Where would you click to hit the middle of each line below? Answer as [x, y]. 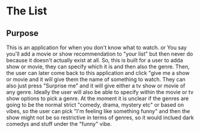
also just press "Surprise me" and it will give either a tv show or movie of [96, 86]
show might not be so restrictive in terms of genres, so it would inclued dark [100, 117]
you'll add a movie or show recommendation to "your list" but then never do [100, 54]
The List [27, 11]
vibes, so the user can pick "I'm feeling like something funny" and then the [98, 111]
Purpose [22, 33]
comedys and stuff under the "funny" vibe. [59, 124]
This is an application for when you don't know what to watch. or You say [96, 47]
